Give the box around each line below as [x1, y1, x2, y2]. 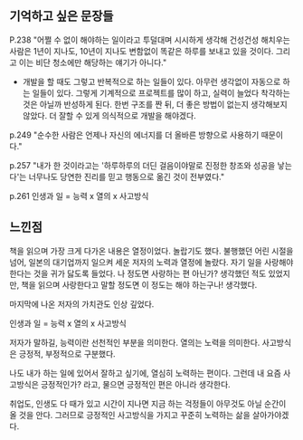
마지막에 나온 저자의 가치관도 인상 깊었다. [9, 298, 155, 310]
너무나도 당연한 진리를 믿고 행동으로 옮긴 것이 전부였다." [28, 171, 224, 182]
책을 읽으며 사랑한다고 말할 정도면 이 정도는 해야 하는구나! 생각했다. [21, 279, 258, 290]
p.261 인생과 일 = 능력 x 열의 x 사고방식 [9, 190, 149, 201]
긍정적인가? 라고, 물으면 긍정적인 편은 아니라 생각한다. [40, 378, 231, 389]
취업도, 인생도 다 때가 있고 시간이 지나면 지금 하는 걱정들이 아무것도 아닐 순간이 [9, 397, 287, 409]
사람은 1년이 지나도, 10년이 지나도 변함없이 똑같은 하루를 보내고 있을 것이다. [9, 45, 274, 56]
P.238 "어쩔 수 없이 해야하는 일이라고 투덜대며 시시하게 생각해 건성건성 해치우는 [9, 34, 291, 45]
